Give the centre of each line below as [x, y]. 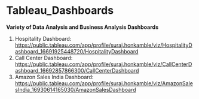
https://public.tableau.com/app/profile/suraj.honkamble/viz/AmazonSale [104, 83]
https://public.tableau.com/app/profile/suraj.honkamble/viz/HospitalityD [103, 45]
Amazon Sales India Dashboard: [54, 77]
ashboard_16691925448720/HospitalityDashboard [76, 51]
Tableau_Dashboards [60, 10]
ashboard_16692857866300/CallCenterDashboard [77, 70]
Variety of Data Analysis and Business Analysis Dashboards [82, 27]
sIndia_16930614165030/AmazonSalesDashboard [75, 89]
